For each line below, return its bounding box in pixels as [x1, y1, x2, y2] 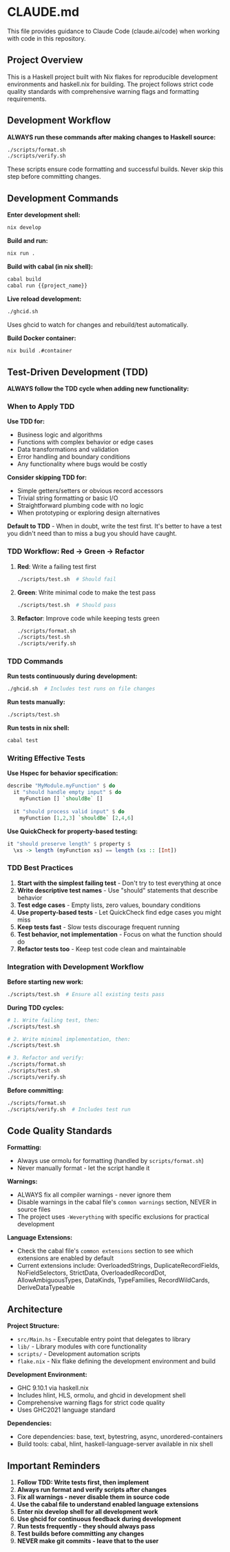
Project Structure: [7, 1322, 60, 1330]
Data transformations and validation [17, 446, 119, 454]
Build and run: [7, 237, 48, 245]
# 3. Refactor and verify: [7, 1055, 85, 1062]
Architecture [7, 1303, 63, 1315]
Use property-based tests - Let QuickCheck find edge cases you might [17, 908, 222, 916]
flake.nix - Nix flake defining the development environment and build [17, 1357, 216, 1366]
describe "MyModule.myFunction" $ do [7, 782, 116, 790]
